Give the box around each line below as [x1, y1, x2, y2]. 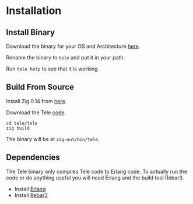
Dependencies [6, 153, 60, 163]
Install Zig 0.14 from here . [6, 97, 67, 104]
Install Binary [6, 27, 55, 37]
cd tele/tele [6, 120, 38, 126]
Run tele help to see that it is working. [6, 65, 100, 72]
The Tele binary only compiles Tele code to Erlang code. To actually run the [6, 168, 188, 175]
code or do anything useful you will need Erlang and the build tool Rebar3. [6, 174, 184, 181]
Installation [6, 4, 62, 17]
